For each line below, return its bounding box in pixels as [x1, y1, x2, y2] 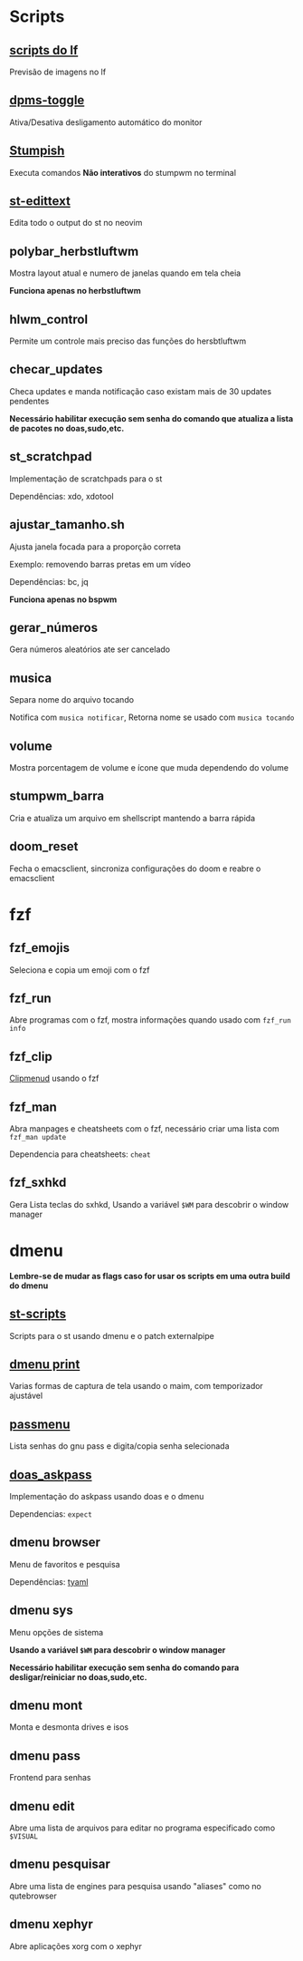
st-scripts [9, 1306, 66, 1322]
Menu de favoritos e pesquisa [9, 1558, 120, 1569]
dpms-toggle [9, 92, 85, 108]
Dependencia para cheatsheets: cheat [9, 1149, 151, 1160]
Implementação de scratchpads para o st [9, 473, 163, 484]
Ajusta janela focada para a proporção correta [9, 541, 181, 552]
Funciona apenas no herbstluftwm [9, 286, 142, 296]
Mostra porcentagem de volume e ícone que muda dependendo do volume [9, 762, 289, 772]
